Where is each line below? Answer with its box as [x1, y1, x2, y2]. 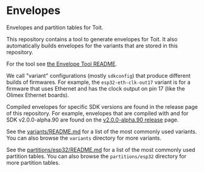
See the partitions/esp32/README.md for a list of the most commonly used [6, 146, 195, 153]
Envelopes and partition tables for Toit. [6, 24, 104, 31]
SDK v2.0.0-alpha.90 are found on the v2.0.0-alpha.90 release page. [6, 116, 179, 123]
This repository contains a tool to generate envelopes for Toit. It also [6, 35, 178, 43]
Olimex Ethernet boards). [6, 91, 69, 98]
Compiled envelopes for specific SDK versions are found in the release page [6, 103, 198, 110]
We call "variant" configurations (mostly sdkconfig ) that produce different [6, 72, 191, 79]
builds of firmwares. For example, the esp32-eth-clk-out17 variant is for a [6, 78, 191, 86]
